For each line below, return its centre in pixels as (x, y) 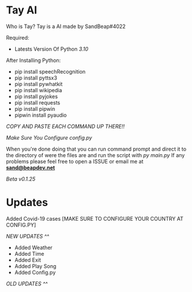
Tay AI (22, 10)
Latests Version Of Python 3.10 (51, 49)
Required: (18, 37)
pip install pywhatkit (39, 84)
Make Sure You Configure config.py (49, 137)
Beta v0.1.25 (21, 179)
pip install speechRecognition (50, 71)
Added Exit (28, 260)
